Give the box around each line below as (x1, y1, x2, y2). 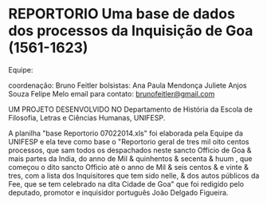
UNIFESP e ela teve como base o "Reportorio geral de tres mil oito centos (8, 136, 249, 146)
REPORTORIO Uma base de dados (8, 5, 235, 23)
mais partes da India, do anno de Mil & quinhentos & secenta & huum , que (8, 153, 253, 164)
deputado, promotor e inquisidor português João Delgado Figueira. (8, 187, 229, 197)
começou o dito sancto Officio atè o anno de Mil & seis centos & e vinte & (8, 162, 249, 171)
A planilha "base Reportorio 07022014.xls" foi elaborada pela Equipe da (8, 128, 243, 138)
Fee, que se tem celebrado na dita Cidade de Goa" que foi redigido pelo (8, 179, 245, 188)
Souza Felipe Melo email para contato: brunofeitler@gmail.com (8, 89, 215, 98)
